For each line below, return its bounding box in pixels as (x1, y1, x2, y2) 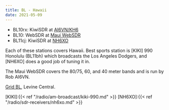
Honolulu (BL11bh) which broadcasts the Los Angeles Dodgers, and (5, 52, 147, 59)
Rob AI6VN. (5, 74, 30, 80)
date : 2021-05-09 (5, 12, 43, 17)
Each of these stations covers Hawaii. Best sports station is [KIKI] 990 (5, 47, 153, 53)
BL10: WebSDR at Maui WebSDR (12, 32, 81, 38)
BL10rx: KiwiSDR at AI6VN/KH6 (12, 26, 79, 32)
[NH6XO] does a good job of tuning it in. (5, 58, 91, 64)
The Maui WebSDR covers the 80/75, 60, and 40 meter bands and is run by (5, 68, 164, 75)
